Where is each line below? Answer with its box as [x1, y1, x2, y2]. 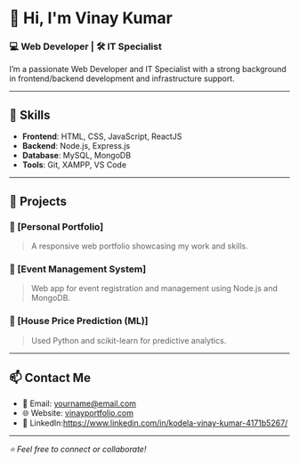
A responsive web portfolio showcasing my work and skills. [30, 240, 249, 251]
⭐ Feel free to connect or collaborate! [9, 444, 147, 455]
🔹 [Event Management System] [9, 263, 147, 275]
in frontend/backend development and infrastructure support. [9, 73, 236, 84]
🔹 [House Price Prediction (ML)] [9, 315, 149, 328]
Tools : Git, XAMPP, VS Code [21, 159, 127, 170]
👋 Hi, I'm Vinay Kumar [9, 8, 174, 28]
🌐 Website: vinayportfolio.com [21, 408, 133, 418]
